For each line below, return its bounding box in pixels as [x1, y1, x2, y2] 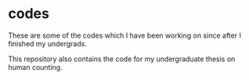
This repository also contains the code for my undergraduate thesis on [8, 54, 236, 64]
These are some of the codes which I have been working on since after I [8, 31, 241, 40]
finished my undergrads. [8, 38, 88, 48]
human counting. [8, 62, 63, 71]
